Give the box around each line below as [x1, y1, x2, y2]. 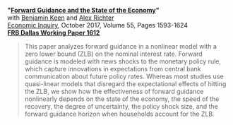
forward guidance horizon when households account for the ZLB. [24, 109, 215, 118]
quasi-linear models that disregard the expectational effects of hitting [24, 80, 227, 88]
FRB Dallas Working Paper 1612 [7, 28, 100, 37]
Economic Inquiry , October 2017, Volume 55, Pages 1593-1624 [7, 21, 189, 29]
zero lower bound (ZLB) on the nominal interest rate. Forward [24, 49, 203, 58]
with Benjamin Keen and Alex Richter [7, 13, 114, 22]
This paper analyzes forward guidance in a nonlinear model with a [24, 42, 217, 50]
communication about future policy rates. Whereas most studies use [24, 72, 224, 81]
